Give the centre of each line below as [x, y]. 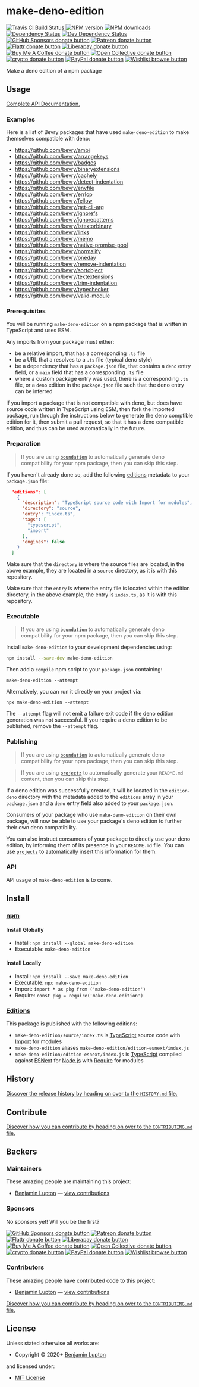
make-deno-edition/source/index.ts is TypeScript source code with [97, 1035]
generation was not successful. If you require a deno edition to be [87, 720]
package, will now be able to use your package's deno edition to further [94, 821]
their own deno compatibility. [42, 827]
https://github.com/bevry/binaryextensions [67, 169]
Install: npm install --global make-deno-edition [74, 943]
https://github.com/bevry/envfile [55, 188]
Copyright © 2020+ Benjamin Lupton [60, 1354]
